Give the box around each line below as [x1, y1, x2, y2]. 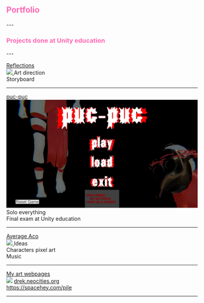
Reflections [6, 62, 35, 69]
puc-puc [6, 93, 29, 100]
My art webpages [6, 270, 50, 277]
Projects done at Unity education [6, 36, 105, 44]
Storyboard [6, 75, 35, 83]
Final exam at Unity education [6, 215, 81, 222]
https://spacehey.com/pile [6, 284, 72, 291]
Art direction [13, 69, 46, 77]
